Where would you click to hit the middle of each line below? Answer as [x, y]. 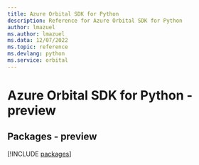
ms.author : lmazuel [36, 34]
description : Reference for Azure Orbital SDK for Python [95, 21]
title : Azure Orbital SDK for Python [63, 14]
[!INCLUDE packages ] [39, 154]
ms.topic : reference [38, 47]
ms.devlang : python [36, 54]
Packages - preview [52, 137]
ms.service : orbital [38, 60]
